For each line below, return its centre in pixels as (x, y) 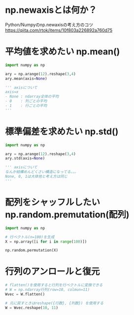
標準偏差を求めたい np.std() (62, 131)
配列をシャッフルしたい (53, 202)
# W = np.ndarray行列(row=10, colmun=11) (48, 290)
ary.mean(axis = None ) (26, 79)
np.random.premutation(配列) (67, 215)
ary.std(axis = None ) (25, 158)
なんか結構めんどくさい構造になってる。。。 (42, 172)
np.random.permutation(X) (32, 251)
